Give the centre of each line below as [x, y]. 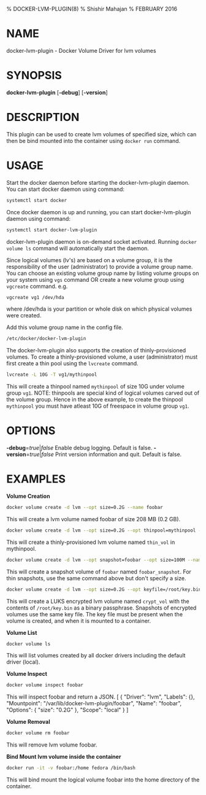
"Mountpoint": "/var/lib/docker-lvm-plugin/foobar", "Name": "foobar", [94, 704]
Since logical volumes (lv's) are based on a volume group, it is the [90, 260]
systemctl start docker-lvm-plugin [52, 230]
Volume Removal [28, 722]
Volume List [22, 632]
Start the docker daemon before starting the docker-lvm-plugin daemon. [98, 182]
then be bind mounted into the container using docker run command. [93, 141]
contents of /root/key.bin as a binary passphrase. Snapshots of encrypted [101, 608]
